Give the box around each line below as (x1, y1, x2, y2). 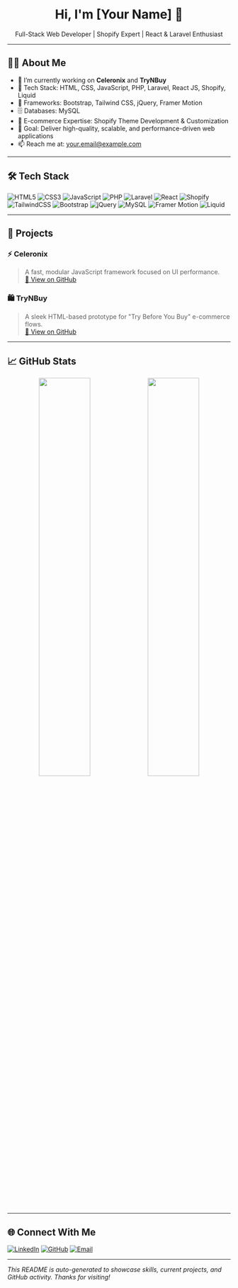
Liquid (17, 91, 36, 99)
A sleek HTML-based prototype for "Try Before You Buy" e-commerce (24, 312, 230, 321)
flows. (24, 320, 43, 328)
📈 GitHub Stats (7, 355, 76, 367)
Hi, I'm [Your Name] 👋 (55, 6, 183, 23)
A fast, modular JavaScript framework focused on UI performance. (24, 268, 220, 276)
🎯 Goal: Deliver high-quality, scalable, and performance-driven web (17, 124, 215, 132)
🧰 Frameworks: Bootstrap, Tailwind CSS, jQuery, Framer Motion (17, 98, 203, 107)
